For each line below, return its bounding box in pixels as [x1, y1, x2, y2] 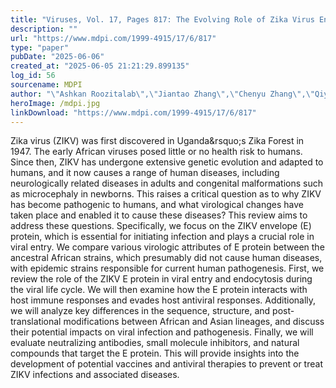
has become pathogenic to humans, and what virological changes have [10, 199, 304, 211]
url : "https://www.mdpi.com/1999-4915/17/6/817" [10, 33, 217, 43]
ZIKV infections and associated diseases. [10, 369, 180, 381]
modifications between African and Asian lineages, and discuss [63, 316, 325, 328]
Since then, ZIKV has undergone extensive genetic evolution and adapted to [10, 156, 324, 168]
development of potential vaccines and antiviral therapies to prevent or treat [10, 358, 323, 370]
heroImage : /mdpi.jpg [10, 98, 101, 108]
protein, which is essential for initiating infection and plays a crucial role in [10, 231, 315, 243]
